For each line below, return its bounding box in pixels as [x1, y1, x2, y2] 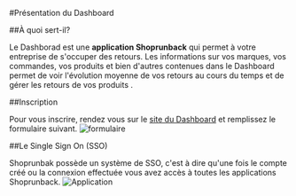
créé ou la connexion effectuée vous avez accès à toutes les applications [9, 168, 277, 177]
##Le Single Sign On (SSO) [9, 141, 108, 151]
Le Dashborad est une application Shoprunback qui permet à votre [9, 42, 257, 52]
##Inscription [9, 97, 58, 107]
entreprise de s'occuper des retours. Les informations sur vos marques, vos [9, 51, 286, 61]
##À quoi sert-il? [9, 25, 71, 35]
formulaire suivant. [9, 123, 78, 134]
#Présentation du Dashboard [9, 8, 114, 18]
